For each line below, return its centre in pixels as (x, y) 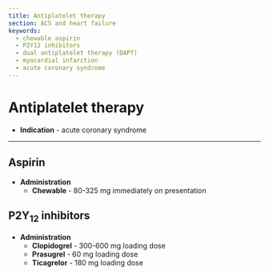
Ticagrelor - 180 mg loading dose (88, 262)
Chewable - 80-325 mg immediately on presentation (119, 190)
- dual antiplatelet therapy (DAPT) (76, 53)
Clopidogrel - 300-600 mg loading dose (98, 245)
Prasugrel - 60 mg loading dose (85, 254)
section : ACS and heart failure (62, 23)
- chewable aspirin (48, 38)
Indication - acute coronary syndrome (83, 130)
